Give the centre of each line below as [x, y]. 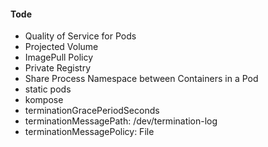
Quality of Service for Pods [80, 36]
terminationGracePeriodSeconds [92, 111]
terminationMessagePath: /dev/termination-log [121, 121]
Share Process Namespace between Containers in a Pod [141, 79]
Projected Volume [61, 47]
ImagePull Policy [59, 57]
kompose [44, 100]
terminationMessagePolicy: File [89, 132]
